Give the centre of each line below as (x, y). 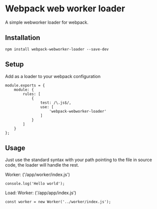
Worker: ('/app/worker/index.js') (38, 175)
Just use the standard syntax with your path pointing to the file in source (79, 160)
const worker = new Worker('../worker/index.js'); (58, 202)
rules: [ (32, 94)
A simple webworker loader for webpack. (47, 22)
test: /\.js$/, (56, 103)
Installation (23, 38)
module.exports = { (25, 85)
